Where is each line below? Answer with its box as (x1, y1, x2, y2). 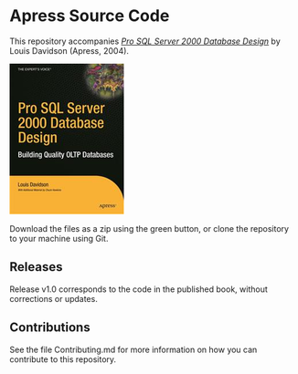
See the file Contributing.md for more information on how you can (9, 344, 258, 355)
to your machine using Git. (9, 233, 109, 244)
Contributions (9, 320, 90, 336)
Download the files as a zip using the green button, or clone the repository (9, 223, 290, 234)
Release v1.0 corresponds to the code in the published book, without (9, 284, 268, 295)
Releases (9, 259, 63, 275)
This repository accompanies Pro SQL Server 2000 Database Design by (9, 36, 281, 47)
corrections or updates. (9, 293, 98, 304)
